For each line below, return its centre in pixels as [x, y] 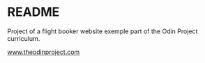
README [33, 12]
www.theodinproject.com [44, 52]
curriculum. [24, 38]
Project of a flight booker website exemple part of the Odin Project [102, 31]
